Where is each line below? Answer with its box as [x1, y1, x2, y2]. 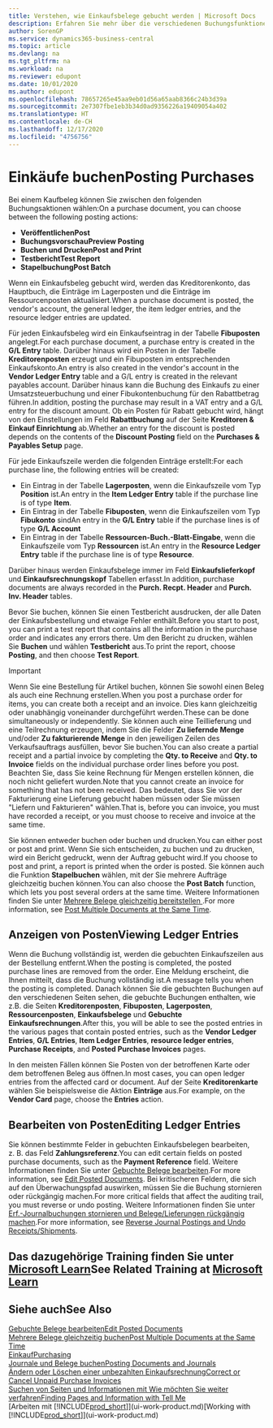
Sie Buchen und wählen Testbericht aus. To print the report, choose [8, 641, 236, 651]
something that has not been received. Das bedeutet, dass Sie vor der [8, 785, 243, 794]
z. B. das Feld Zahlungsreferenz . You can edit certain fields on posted [8, 1149, 242, 1158]
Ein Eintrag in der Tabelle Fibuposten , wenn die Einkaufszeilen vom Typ [19, 506, 261, 516]
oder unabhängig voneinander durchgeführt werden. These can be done [8, 708, 249, 717]
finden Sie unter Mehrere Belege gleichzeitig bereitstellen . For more [8, 895, 236, 906]
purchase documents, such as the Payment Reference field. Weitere [8, 1157, 238, 1166]
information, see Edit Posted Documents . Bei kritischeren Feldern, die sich [8, 1175, 257, 1184]
